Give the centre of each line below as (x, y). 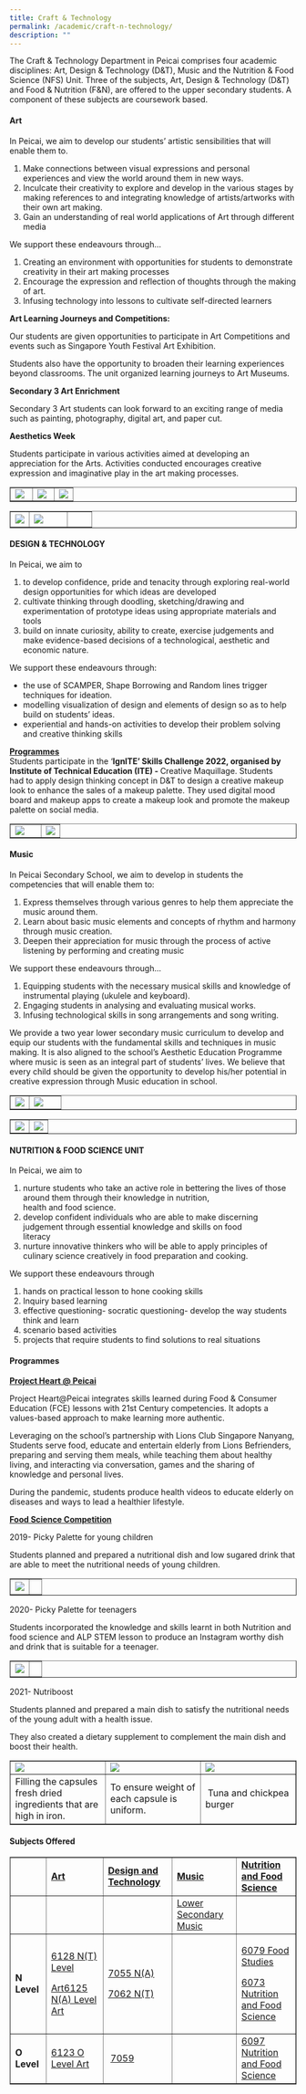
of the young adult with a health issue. (81, 1719)
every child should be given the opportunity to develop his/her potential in (148, 1071)
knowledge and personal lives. (67, 1474)
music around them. (60, 911)
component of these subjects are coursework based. (109, 99)
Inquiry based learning (65, 1301)
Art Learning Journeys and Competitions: (90, 318)
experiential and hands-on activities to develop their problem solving (151, 724)
